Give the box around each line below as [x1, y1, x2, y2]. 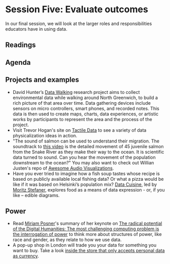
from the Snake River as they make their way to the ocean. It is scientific [12, 149, 164, 155]
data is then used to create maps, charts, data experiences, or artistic [12, 111, 159, 117]
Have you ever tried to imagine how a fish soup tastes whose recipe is [12, 170, 160, 177]
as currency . [12, 253, 39, 259]
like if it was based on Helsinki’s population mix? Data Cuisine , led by [12, 181, 157, 187]
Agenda [5, 58, 31, 67]
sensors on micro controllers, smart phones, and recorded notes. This [12, 105, 159, 111]
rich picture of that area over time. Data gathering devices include [12, 100, 151, 106]
